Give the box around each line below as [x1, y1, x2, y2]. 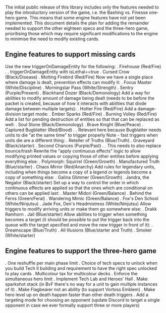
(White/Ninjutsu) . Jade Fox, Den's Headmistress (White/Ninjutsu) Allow [5, 201, 152, 207]
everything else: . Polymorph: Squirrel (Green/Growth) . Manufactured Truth [5, 158, 160, 164]
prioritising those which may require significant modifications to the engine [5, 31, 158, 36]
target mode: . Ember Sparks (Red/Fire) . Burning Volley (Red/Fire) [22, 111, 157, 117]
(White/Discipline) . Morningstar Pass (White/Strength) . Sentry [5, 84, 134, 90]
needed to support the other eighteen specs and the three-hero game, [5, 25, 149, 31]
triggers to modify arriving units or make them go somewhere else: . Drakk [5, 206, 157, 212]
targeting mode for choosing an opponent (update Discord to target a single [5, 297, 160, 303]
